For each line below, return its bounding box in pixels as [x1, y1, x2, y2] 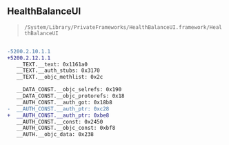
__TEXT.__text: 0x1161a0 [16, 61, 88, 68]
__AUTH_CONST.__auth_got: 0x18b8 [16, 99, 112, 106]
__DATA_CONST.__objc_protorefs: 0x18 [16, 93, 126, 99]
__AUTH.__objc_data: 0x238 [16, 131, 94, 138]
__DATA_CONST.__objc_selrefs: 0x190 [16, 86, 122, 93]
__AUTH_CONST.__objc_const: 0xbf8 [16, 124, 116, 132]
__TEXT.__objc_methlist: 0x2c [16, 74, 103, 81]
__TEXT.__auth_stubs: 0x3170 [16, 67, 100, 75]
